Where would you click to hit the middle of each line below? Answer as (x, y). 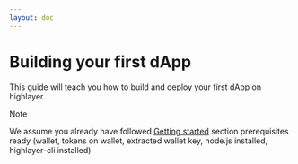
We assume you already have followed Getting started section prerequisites (149, 131)
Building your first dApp (100, 61)
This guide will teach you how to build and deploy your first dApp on (136, 87)
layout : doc (31, 17)
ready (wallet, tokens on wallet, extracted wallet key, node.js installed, (139, 141)
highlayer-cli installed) (50, 150)
